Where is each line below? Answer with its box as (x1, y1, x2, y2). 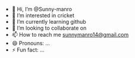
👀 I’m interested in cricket (11, 12, 74, 19)
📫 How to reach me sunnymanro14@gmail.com (11, 31, 129, 38)
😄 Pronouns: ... (11, 40, 51, 47)
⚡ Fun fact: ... (11, 46, 45, 53)
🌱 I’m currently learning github (11, 18, 86, 25)
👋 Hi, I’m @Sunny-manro (11, 6, 73, 12)
